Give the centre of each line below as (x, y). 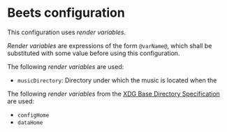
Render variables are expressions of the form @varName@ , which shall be (110, 45)
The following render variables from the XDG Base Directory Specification (113, 94)
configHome (33, 115)
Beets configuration (66, 13)
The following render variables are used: (66, 66)
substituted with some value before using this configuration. (94, 53)
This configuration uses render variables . (67, 32)
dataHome (30, 123)
